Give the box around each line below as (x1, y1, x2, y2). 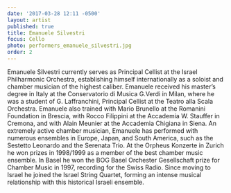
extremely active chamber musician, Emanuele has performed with (7, 126, 198, 135)
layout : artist (7, 17, 51, 24)
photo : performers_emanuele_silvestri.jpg (7, 42, 132, 49)
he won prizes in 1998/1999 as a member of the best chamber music (7, 148, 203, 156)
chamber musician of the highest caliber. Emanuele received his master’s (7, 82, 216, 91)
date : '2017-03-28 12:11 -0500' (7, 10, 101, 17)
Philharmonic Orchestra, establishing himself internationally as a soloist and (7, 75, 224, 83)
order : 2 (7, 49, 33, 56)
